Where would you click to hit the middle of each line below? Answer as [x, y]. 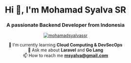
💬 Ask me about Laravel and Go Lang [65, 50]
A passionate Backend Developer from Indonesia [65, 25]
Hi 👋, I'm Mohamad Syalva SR [65, 10]
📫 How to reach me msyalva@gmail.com [65, 56]
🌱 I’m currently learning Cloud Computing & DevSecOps [65, 45]
